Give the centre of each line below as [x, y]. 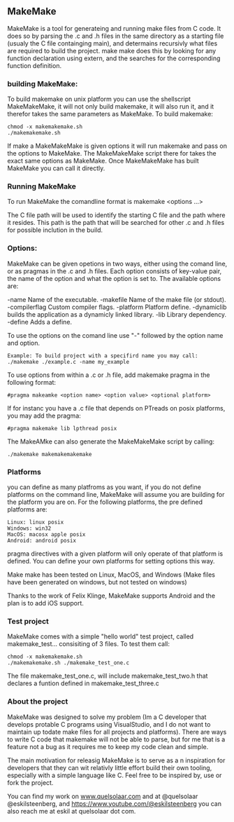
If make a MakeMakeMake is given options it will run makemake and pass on [117, 146]
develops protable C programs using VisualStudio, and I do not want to [109, 724]
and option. [24, 343]
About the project [38, 701]
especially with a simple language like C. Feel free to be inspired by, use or [115, 775]
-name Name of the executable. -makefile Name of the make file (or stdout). [117, 299]
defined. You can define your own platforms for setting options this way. [111, 561]
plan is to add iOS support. [45, 603]
